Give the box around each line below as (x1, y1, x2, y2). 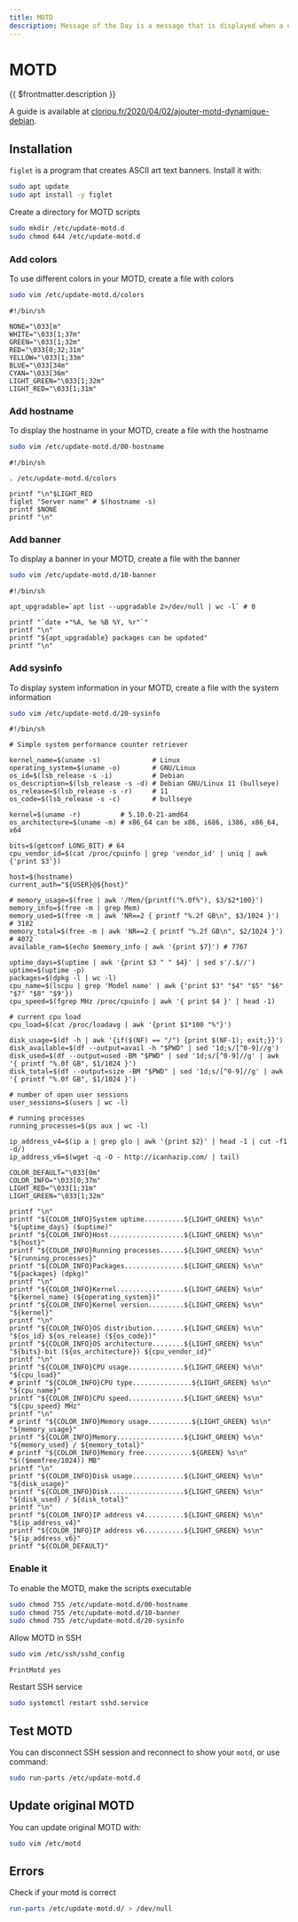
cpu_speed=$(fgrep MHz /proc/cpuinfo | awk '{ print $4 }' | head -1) (9, 997, 276, 1006)
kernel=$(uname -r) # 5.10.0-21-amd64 (9, 810, 189, 819)
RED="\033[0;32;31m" (9, 345, 86, 354)
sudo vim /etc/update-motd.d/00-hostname (9, 442, 165, 452)
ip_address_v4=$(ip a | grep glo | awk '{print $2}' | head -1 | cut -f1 (9, 1138, 288, 1146)
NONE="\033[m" (9, 322, 62, 331)
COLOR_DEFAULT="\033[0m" (9, 1169, 101, 1178)
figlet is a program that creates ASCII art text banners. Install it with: (9, 165, 262, 176)
